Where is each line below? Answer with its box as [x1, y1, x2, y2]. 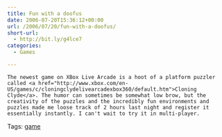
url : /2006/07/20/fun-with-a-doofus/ [7, 23, 117, 30]
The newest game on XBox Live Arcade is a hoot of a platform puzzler [7, 73, 216, 80]
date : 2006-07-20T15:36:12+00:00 [7, 17, 104, 24]
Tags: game [7, 122, 41, 130]
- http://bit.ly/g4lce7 [13, 36, 82, 43]
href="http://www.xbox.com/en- [37, 80, 129, 86]
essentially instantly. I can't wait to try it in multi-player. [7, 110, 200, 117]
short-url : [7, 29, 39, 37]
